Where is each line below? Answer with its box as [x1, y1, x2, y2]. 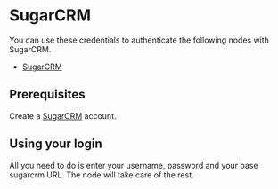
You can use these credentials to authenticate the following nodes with [9, 35, 270, 45]
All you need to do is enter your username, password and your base [9, 160, 258, 170]
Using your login [9, 137, 102, 152]
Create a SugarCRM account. [9, 110, 118, 121]
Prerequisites [9, 87, 86, 102]
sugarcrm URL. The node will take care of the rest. [9, 169, 194, 180]
